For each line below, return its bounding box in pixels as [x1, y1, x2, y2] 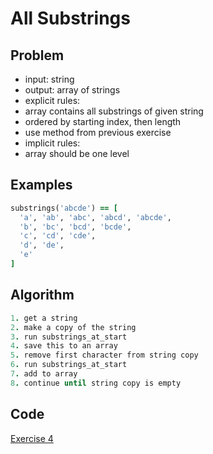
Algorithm [10, 287, 75, 304]
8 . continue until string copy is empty [10, 378, 182, 388]
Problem [10, 47, 65, 64]
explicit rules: [24, 95, 81, 106]
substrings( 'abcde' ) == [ [10, 203, 118, 213]
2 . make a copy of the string [10, 322, 137, 332]
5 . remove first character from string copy [10, 350, 199, 361]
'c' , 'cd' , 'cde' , [19, 231, 97, 241]
